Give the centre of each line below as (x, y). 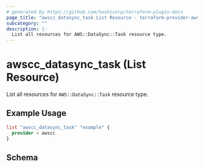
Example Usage (36, 113)
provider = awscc (34, 133)
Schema (22, 158)
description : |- (27, 29)
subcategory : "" (27, 23)
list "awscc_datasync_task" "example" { (58, 127)
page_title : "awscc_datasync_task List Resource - (72, 18)
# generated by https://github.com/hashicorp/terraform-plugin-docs (95, 12)
